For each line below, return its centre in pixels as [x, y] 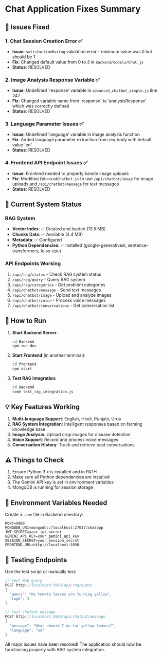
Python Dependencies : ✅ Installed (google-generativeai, [69, 245]
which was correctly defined [41, 106]
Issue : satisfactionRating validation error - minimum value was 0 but [82, 51]
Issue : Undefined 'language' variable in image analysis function [76, 134]
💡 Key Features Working [43, 407]
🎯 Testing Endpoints [36, 560]
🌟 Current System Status [43, 205]
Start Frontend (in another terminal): [49, 355]
